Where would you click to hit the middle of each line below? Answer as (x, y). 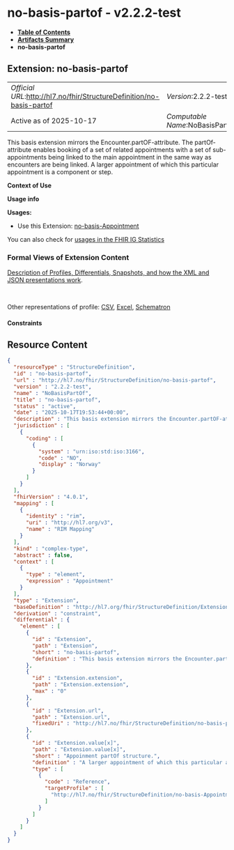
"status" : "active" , (45, 406)
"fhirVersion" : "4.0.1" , (51, 497)
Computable (187, 116)
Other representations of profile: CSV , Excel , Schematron (89, 307)
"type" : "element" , (55, 575)
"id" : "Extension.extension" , (78, 678)
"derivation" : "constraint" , (57, 613)
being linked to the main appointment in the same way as (130, 157)
